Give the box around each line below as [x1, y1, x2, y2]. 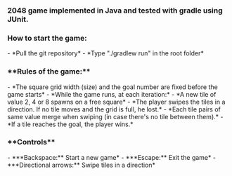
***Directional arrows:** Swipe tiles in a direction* [7, 161, 156, 169]
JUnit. [7, 14, 29, 24]
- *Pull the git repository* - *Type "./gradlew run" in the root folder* [7, 49, 204, 57]
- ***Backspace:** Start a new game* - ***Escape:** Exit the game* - [7, 153, 217, 161]
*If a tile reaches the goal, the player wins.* [7, 120, 134, 128]
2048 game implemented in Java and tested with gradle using [7, 6, 223, 15]
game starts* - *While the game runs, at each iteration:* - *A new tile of [7, 90, 217, 98]
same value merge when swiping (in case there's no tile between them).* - [7, 112, 224, 121]
